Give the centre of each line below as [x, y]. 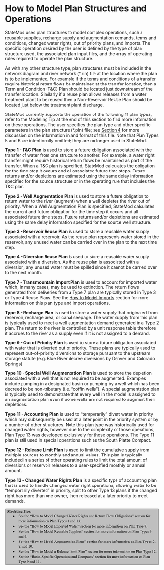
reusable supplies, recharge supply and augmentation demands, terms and [81, 38]
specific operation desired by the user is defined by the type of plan [74, 48]
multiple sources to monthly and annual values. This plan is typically [74, 455]
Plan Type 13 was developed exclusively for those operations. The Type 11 [80, 435]
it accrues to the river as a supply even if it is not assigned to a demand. [78, 333]
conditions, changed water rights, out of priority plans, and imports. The [78, 43]
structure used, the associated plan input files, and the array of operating [79, 53]
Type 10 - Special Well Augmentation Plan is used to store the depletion [78, 373]
